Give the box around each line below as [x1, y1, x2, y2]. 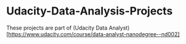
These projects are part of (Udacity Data [6, 24, 108, 31]
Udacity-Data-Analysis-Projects [6, 4, 173, 18]
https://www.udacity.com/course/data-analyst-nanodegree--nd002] [8, 30, 180, 37]
